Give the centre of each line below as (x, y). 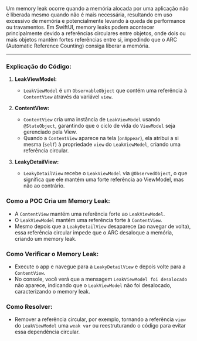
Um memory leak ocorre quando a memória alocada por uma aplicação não (97, 8)
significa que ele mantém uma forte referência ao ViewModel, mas (103, 180)
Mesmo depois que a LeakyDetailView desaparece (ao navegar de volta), (103, 226)
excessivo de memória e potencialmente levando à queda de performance (96, 21)
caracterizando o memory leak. (52, 291)
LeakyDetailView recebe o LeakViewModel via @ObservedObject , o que (105, 173)
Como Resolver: (29, 306)
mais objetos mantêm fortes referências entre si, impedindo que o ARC (92, 40)
